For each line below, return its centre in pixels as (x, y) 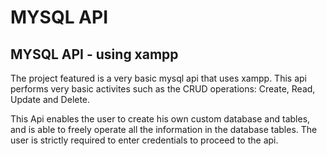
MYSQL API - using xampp (94, 54)
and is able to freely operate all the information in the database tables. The (164, 129)
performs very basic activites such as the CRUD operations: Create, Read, (163, 89)
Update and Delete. (50, 99)
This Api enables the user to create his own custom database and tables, (160, 119)
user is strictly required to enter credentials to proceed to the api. (144, 140)
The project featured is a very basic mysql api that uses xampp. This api (158, 78)
